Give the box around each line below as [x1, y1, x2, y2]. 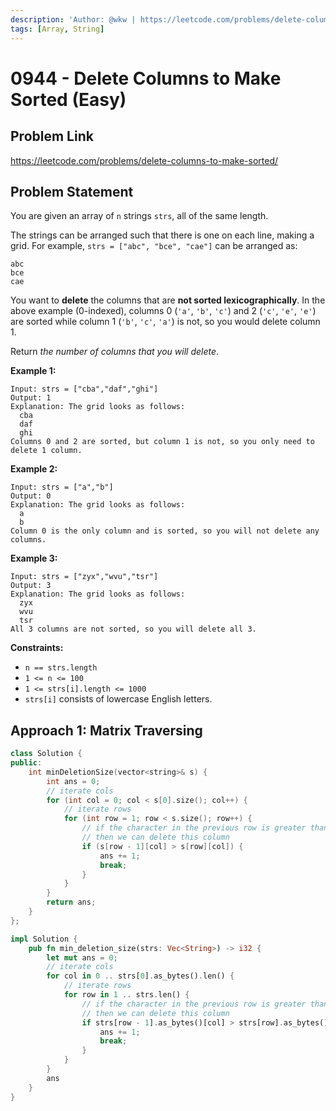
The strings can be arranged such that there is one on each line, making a [10, 229, 315, 241]
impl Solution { [10, 934, 78, 944]
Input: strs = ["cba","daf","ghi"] [10, 384, 159, 395]
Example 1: [10, 365, 57, 377]
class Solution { [10, 749, 83, 759]
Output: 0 [10, 491, 52, 501]
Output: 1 [10, 393, 52, 403]
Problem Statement [10, 183, 134, 200]
